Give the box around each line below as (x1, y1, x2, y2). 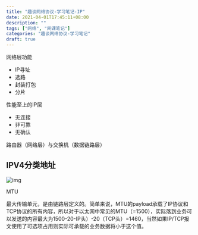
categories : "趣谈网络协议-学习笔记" (6, 31, 91, 37)
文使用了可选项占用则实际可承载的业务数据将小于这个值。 (6, 223, 147, 230)
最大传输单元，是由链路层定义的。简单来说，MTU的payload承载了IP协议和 (6, 200, 188, 207)
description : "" (6, 20, 46, 26)
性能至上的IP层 (6, 101, 43, 108)
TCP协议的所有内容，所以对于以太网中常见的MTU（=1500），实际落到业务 (6, 208, 187, 215)
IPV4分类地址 (6, 160, 56, 170)
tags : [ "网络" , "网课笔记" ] (6, 25, 70, 32)
